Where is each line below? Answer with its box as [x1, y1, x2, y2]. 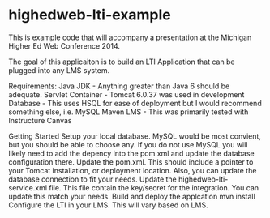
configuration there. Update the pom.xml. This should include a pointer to [8, 156, 254, 167]
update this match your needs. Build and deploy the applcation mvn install [8, 191, 255, 201]
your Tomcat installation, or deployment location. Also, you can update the [8, 165, 257, 175]
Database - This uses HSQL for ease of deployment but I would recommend [8, 98, 262, 108]
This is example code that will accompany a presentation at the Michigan [8, 32, 252, 42]
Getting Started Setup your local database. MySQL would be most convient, [8, 131, 262, 141]
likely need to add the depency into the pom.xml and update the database [8, 148, 255, 158]
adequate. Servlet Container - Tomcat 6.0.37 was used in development [8, 89, 245, 99]
